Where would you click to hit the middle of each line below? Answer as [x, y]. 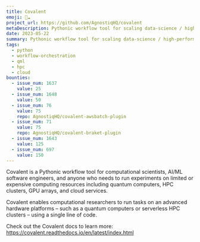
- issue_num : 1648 [35, 94]
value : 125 [30, 144]
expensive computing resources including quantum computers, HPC [90, 184]
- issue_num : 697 [33, 149]
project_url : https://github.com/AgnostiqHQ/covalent [74, 23]
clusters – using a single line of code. [51, 215]
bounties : [18, 78]
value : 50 [29, 100]
